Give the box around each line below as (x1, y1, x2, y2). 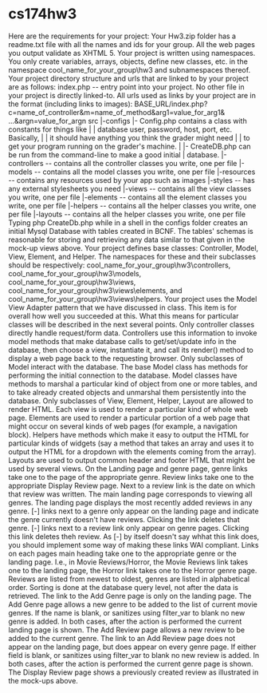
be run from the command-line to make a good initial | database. (8, 149, 220, 160)
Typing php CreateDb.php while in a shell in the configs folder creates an (8, 217, 249, 228)
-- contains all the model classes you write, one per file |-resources (34, 167, 256, 176)
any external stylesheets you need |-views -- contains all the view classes (8, 184, 252, 193)
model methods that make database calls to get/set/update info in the (8, 336, 237, 346)
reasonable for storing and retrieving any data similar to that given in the (8, 235, 245, 244)
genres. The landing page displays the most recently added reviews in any (8, 497, 253, 507)
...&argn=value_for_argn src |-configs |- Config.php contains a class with (8, 116, 247, 125)
